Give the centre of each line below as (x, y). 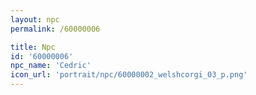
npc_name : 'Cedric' (51, 66)
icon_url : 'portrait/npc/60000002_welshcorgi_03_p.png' (129, 75)
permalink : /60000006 (55, 29)
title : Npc (33, 47)
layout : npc (35, 19)
